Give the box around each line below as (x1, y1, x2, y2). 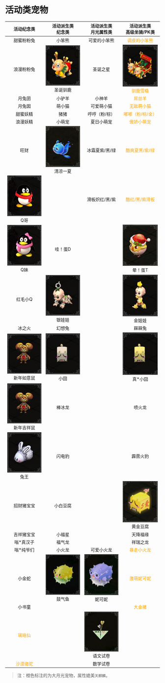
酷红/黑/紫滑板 (126, 197, 155, 202)
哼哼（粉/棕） (87, 111, 115, 117)
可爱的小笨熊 (88, 37, 114, 43)
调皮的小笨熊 (127, 37, 154, 43)
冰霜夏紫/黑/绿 (86, 147, 116, 153)
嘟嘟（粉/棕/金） (123, 111, 157, 117)
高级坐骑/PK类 (125, 29, 155, 35)
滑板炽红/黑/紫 (86, 197, 116, 202)
